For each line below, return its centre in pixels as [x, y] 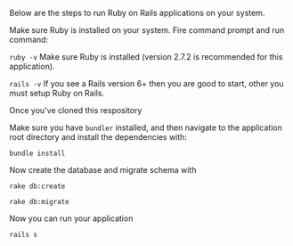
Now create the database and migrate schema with [103, 170]
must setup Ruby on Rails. [57, 93]
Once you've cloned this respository [76, 110]
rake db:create [37, 186]
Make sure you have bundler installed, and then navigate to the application [146, 127]
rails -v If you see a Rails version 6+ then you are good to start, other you [146, 83]
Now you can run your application [71, 218]
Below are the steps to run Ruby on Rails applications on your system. [137, 13]
